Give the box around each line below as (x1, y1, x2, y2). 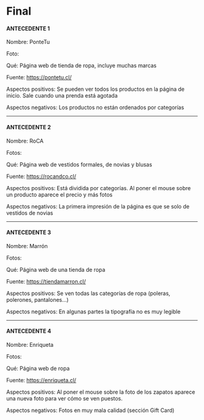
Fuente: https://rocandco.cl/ (6, 173, 76, 180)
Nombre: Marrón (6, 242, 48, 249)
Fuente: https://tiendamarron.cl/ (6, 277, 86, 285)
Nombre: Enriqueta (6, 341, 53, 348)
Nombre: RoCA (6, 137, 44, 144)
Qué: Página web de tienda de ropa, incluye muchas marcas (6, 62, 157, 69)
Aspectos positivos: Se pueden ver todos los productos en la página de (6, 85, 185, 93)
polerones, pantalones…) (6, 296, 69, 303)
